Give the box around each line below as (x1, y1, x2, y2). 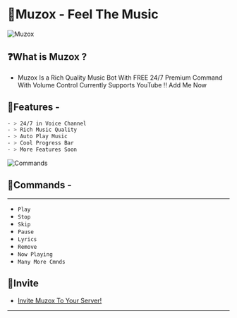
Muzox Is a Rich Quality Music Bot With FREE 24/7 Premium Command (17, 73, 223, 82)
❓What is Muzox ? (7, 51, 87, 63)
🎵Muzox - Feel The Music (7, 6, 159, 23)
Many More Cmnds (17, 258, 66, 265)
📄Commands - (7, 179, 72, 191)
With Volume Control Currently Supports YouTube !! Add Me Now (17, 80, 207, 89)
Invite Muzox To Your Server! (17, 296, 102, 305)
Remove (17, 243, 37, 250)
